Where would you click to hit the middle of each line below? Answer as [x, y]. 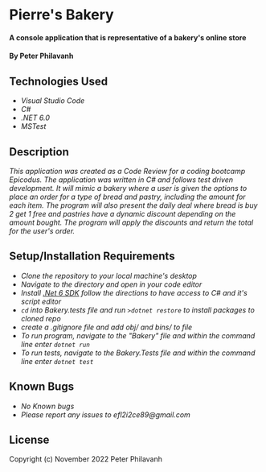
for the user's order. [42, 231]
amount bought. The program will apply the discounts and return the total [131, 222]
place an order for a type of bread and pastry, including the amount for [127, 197]
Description [39, 152]
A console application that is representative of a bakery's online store [128, 37]
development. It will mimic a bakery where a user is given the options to [128, 188]
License [29, 440]
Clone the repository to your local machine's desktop [109, 275]
